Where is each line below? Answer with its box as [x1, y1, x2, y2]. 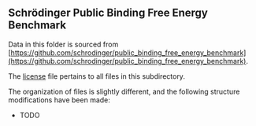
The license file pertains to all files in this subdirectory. [8, 71, 185, 81]
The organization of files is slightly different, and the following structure [8, 87, 240, 96]
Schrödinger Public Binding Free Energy [8, 6, 209, 20]
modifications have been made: [8, 94, 110, 105]
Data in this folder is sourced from [8, 39, 119, 49]
